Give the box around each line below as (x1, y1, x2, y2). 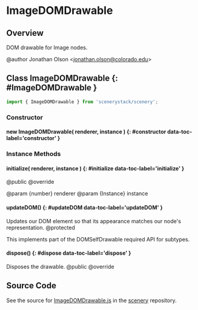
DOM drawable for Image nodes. (6, 44, 88, 51)
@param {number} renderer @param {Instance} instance (6, 190, 148, 197)
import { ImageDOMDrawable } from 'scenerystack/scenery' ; (6, 98, 159, 105)
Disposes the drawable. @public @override (6, 263, 114, 270)
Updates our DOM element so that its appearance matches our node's (6, 217, 182, 224)
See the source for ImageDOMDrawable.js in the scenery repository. (6, 297, 177, 304)
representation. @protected (6, 224, 76, 231)
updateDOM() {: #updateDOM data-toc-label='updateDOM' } (6, 204, 163, 211)
